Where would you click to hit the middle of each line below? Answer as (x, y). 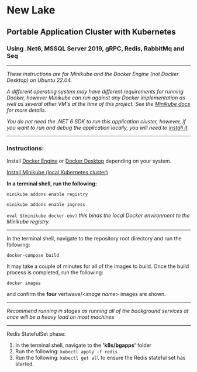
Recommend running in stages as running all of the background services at (98, 311)
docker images (24, 283)
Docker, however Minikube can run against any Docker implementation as (96, 98)
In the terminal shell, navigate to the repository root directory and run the (94, 239)
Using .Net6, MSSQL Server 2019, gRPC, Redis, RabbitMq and (96, 49)
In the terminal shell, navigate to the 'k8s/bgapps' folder (83, 345)
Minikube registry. (28, 222)
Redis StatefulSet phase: (36, 334)
